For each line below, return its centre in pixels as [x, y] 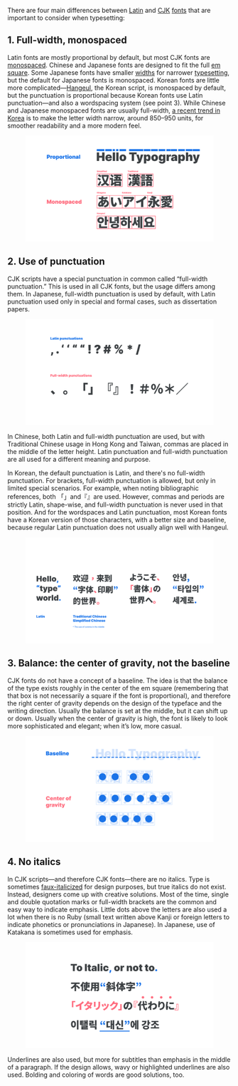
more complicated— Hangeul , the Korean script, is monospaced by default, [117, 88]
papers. [18, 309]
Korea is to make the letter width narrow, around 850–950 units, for [106, 118]
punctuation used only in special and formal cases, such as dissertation [112, 301]
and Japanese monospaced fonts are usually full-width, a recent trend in [114, 110]
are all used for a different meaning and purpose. [79, 459]
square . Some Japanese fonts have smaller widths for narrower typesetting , [118, 72]
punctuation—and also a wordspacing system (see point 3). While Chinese [117, 103]
